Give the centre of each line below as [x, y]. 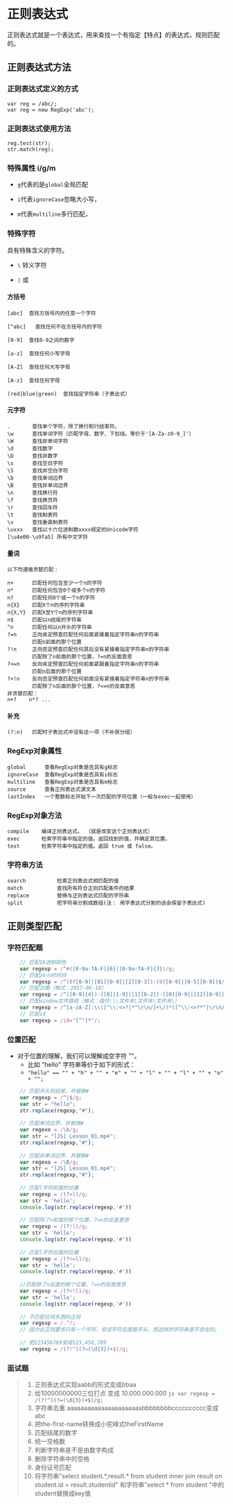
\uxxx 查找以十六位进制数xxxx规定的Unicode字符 [73, 529]
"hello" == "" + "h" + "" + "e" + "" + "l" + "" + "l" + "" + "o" [126, 1073]
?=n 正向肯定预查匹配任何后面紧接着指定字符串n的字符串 [83, 635]
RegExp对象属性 [35, 751]
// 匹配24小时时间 [43, 975]
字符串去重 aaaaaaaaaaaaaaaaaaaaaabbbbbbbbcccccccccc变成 [127, 1408]
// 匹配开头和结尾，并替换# [54, 1091]
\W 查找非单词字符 [38, 441]
